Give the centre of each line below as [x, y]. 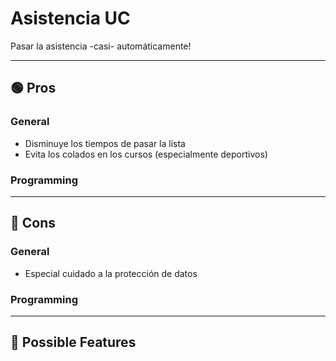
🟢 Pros [33, 88]
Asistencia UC [70, 18]
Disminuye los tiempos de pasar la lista [105, 143]
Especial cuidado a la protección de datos [111, 273]
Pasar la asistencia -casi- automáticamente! [101, 46]
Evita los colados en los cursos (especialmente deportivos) [146, 154]
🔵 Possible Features [73, 342]
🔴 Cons [33, 223]
